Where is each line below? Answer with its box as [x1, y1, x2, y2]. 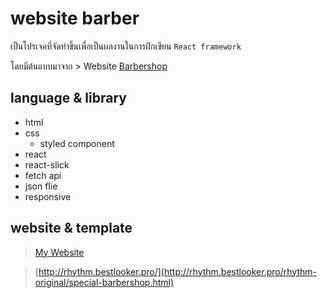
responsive [24, 190, 72, 202]
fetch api [24, 169, 62, 181]
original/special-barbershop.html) [34, 276, 175, 288]
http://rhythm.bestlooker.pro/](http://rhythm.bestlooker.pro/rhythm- [38, 265, 317, 277]
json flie [24, 180, 58, 192]
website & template [10, 220, 133, 237]
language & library [10, 90, 127, 107]
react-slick [24, 158, 70, 171]
